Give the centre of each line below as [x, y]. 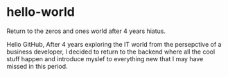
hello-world [41, 12]
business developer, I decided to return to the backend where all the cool [111, 52]
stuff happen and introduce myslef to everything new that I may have [105, 58]
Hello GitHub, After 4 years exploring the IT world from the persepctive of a [114, 44]
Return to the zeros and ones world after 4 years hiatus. [86, 31]
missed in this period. [37, 66]
